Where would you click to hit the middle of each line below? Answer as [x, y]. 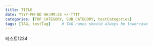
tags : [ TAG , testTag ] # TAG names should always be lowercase [76, 24]
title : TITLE [19, 10]
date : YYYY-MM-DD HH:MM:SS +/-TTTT [43, 14]
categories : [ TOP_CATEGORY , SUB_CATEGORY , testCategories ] [69, 19]
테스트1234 [16, 38]
